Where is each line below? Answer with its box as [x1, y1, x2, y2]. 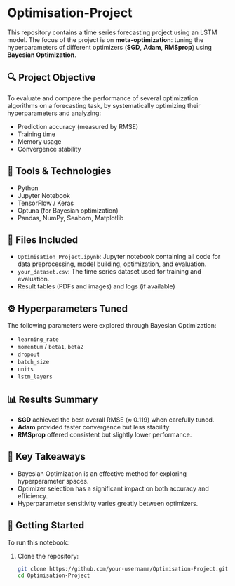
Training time [17, 130, 56, 138]
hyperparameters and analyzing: [7, 109, 102, 117]
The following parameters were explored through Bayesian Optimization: [7, 321, 217, 330]
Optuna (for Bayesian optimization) [17, 206, 119, 215]
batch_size [17, 359, 50, 366]
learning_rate [17, 336, 59, 343]
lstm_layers [17, 373, 53, 380]
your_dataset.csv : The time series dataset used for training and [17, 267, 201, 276]
